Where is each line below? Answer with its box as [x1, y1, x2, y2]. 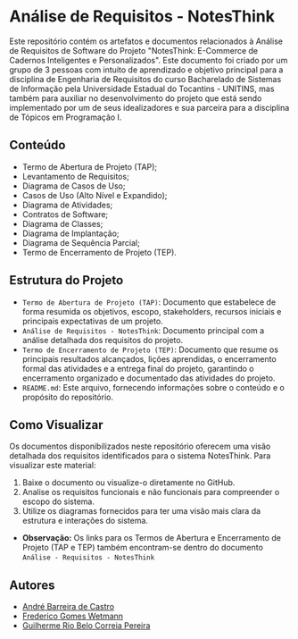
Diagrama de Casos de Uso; [21, 181, 126, 191]
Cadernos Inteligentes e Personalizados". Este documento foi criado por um [9, 55, 288, 65]
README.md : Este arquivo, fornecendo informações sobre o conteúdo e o [21, 382, 286, 392]
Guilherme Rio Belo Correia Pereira [21, 620, 151, 631]
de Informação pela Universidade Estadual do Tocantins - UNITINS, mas [9, 83, 275, 94]
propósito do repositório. [21, 391, 114, 402]
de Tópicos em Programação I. [9, 112, 122, 122]
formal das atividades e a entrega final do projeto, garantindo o [21, 363, 254, 374]
